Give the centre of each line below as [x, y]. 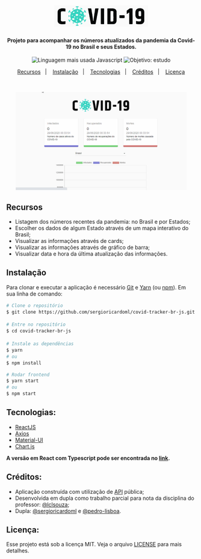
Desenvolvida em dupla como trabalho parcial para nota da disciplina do [104, 498]
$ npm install [24, 363]
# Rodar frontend [28, 375]
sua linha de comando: [35, 294]
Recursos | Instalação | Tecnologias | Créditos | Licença [101, 72]
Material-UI [29, 440]
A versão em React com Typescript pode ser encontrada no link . [88, 458]
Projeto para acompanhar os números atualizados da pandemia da [91, 40]
